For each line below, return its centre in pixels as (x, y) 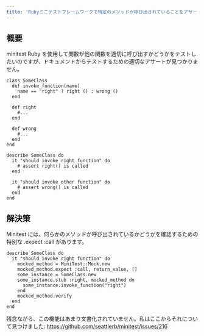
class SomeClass (27, 81)
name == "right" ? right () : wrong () (68, 91)
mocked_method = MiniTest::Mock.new (64, 264)
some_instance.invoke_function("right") (74, 285)
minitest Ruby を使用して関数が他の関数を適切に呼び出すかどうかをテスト (99, 54)
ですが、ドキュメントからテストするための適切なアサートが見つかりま (110, 62)
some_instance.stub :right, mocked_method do (76, 280)
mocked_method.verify (44, 296)
